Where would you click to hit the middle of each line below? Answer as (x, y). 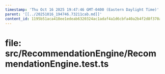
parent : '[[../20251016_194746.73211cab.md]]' (54, 14)
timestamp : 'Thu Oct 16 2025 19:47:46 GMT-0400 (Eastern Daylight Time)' (82, 10)
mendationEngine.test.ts (57, 64)
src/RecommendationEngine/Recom (81, 53)
